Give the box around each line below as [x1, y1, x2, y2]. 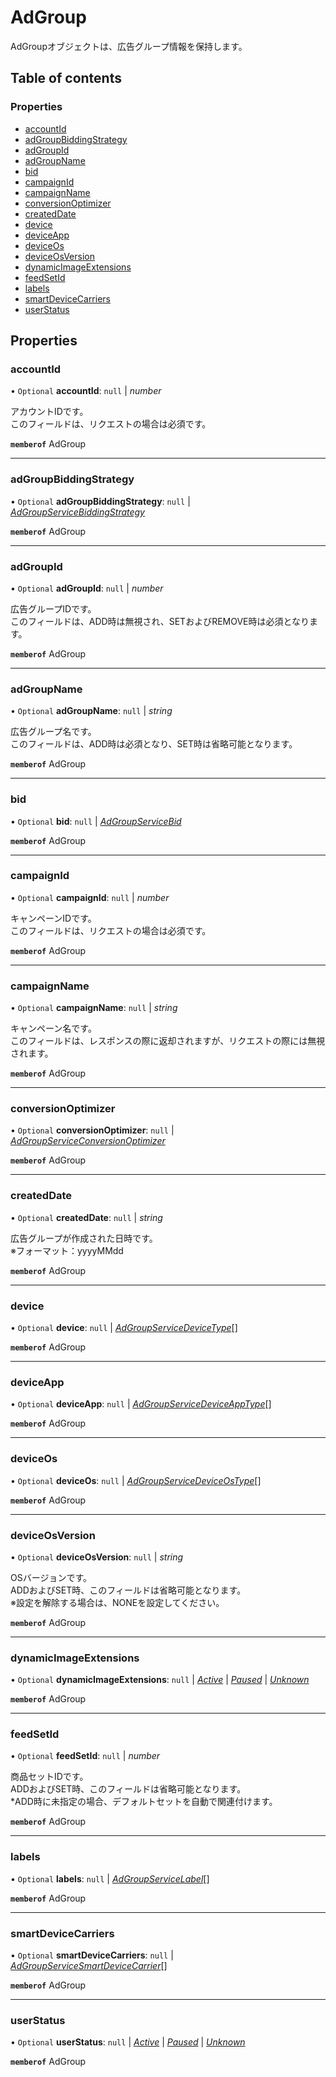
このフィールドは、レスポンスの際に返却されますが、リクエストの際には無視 [10, 1035, 326, 1047]
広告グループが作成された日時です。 [10, 1232, 158, 1244]
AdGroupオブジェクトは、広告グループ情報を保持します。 [10, 40, 248, 52]
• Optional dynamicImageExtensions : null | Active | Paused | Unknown [10, 1674, 310, 1686]
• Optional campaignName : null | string [10, 1002, 178, 1014]
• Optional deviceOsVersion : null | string [10, 1551, 184, 1563]
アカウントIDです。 [10, 406, 89, 418]
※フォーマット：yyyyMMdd [10, 1244, 124, 1256]
